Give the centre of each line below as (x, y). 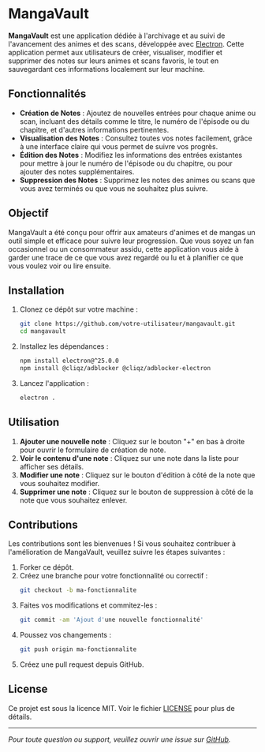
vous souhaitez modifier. (60, 483)
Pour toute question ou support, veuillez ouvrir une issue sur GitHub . (119, 739)
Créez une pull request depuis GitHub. (82, 664)
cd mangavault (43, 331)
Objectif (28, 213)
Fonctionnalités (47, 94)
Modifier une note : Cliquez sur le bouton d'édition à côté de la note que (137, 475)
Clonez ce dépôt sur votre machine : (78, 309)
